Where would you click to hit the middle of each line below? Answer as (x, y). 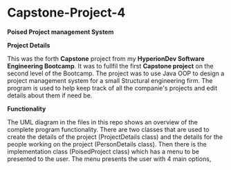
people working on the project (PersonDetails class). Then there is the (107, 144)
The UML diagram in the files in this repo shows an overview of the (103, 122)
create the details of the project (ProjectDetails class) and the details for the (115, 137)
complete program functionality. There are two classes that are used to (108, 129)
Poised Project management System (61, 32)
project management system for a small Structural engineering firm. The (110, 80)
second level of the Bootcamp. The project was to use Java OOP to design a (116, 73)
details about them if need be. (50, 95)
